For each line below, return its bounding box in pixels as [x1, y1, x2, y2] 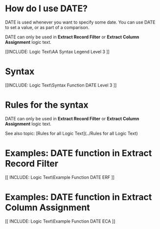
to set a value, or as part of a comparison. [5, 24, 90, 30]
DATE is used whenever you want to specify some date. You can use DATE [5, 19, 156, 25]
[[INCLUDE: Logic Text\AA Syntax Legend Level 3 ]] [5, 49, 110, 55]
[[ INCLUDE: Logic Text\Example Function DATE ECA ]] [5, 218, 115, 224]
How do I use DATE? [5, 3, 88, 14]
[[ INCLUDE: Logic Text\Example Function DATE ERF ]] [5, 174, 115, 180]
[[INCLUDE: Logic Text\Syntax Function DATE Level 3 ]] [5, 82, 117, 88]
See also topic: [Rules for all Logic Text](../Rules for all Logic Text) [5, 130, 138, 136]
